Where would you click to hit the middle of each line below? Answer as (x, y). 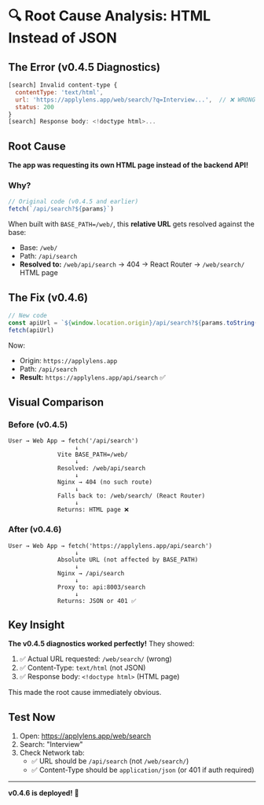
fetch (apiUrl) (31, 330)
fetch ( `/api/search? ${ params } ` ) (61, 209)
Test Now (32, 717)
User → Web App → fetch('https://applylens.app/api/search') (110, 546)
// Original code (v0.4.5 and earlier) (73, 202)
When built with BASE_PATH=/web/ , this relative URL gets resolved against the (132, 224)
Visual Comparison (56, 402)
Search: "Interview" (51, 744)
